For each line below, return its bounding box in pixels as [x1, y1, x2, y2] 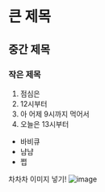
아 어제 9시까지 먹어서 [19, 109, 90, 119]
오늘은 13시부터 [19, 119, 69, 129]
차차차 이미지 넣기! [8, 174, 67, 184]
